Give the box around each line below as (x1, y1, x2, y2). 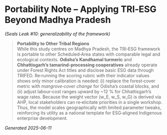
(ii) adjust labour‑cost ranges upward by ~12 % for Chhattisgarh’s (16, 88, 151, 94)
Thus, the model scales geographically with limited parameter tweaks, (16, 104, 161, 110)
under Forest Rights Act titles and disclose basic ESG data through (16, 67, 154, 73)
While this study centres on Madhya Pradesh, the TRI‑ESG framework (16, 46, 160, 52)
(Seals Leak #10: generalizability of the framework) (4, 31, 110, 37)
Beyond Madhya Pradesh (4, 14, 111, 26)
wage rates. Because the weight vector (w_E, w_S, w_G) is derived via (16, 94, 161, 100)
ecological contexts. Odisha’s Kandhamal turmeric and (16, 56, 132, 62)
